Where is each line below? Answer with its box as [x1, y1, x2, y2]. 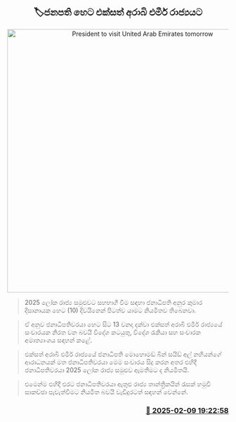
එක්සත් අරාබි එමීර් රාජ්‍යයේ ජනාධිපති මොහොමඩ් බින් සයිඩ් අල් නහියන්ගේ [24, 350, 222, 358]
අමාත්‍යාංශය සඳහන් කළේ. [24, 336, 93, 344]
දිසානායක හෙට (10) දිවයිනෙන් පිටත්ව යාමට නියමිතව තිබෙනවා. [24, 305, 197, 315]
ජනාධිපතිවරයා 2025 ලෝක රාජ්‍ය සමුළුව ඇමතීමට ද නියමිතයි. [24, 365, 190, 374]
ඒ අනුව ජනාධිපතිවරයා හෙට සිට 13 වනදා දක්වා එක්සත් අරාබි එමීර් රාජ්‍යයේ [24, 319, 223, 329]
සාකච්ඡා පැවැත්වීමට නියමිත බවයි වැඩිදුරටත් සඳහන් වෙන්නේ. [24, 388, 188, 396]
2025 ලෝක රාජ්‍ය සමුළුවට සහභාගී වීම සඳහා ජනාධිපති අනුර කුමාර [24, 298, 203, 306]
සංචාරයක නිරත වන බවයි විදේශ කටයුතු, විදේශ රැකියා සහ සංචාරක [24, 328, 202, 336]
